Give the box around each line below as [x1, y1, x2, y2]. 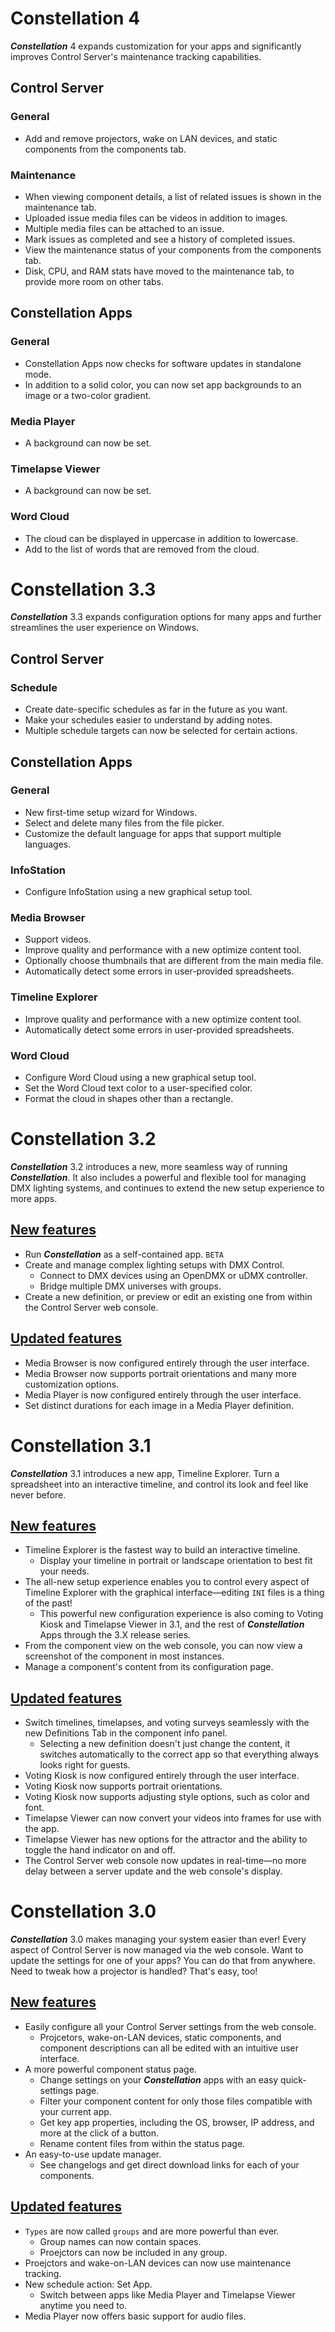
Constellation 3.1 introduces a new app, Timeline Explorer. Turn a [10, 1467, 280, 1479]
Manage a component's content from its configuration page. [24, 1661, 274, 1673]
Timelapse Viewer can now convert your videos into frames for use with [24, 1812, 322, 1824]
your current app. [39, 2105, 112, 2117]
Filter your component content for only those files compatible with [39, 2095, 313, 2107]
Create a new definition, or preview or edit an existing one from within [24, 1290, 313, 1302]
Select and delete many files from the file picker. [24, 817, 225, 829]
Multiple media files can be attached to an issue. [24, 222, 225, 234]
